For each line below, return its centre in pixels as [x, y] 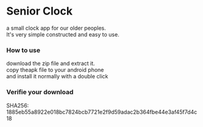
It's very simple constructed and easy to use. [63, 34]
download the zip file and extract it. [51, 63]
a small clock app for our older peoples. [56, 28]
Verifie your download [40, 92]
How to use [23, 50]
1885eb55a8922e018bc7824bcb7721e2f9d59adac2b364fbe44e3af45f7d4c [102, 112]
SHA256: [18, 105]
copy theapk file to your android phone [55, 70]
